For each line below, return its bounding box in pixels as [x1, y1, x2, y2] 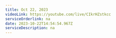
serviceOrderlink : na [5, 16, 51, 21]
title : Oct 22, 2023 [5, 7, 49, 12]
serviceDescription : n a [5, 26, 55, 31]
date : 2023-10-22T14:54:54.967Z [5, 21, 73, 26]
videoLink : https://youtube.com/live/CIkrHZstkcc [5, 12, 111, 17]
